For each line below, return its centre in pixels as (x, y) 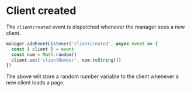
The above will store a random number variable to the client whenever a (93, 76)
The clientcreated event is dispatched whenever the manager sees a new (95, 27)
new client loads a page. (36, 83)
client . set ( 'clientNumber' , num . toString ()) (66, 60)
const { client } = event (43, 49)
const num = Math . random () (44, 54)
